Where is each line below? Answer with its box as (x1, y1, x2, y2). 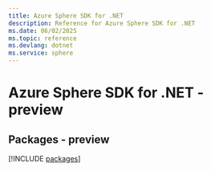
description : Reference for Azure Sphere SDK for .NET (8, 19, 196, 27)
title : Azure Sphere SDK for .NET (8, 11, 124, 20)
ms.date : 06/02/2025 (8, 26, 78, 35)
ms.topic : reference (8, 34, 78, 43)
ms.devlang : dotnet (8, 42, 74, 50)
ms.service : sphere (8, 49, 74, 57)
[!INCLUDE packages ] (8, 154, 81, 163)
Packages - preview (8, 132, 110, 146)
